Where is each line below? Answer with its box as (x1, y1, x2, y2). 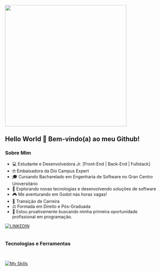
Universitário (12, 181, 38, 186)
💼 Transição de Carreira (12, 198, 60, 204)
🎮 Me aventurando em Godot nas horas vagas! (12, 191, 107, 197)
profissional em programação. (12, 214, 73, 220)
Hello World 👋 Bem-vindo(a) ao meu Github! (5, 135, 140, 143)
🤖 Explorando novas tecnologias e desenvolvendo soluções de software (12, 186, 156, 191)
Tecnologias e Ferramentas (5, 240, 71, 247)
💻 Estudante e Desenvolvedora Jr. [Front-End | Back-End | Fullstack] (12, 161, 150, 167)
